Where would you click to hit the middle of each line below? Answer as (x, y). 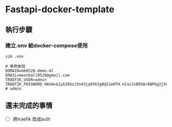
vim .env (15, 56)
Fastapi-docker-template (60, 9)
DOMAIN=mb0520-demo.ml (29, 71)
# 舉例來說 (15, 66)
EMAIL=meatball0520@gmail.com (38, 75)
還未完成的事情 (29, 106)
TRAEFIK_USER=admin (26, 80)
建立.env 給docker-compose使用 (47, 46)
